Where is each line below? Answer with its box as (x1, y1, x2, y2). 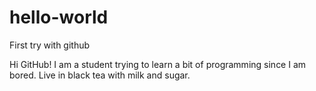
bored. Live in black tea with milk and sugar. (9, 69, 191, 81)
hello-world (9, 6, 109, 29)
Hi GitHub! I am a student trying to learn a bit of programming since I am (9, 58, 307, 70)
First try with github (9, 39, 91, 51)
